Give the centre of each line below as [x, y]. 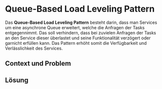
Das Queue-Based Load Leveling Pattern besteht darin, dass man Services [81, 22]
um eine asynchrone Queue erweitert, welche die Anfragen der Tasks [75, 27]
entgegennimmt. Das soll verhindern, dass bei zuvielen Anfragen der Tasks [81, 33]
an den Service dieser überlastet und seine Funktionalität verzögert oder [78, 38]
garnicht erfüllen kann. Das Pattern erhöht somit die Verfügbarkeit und [76, 43]
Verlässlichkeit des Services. [34, 48]
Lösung [17, 80]
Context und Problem [38, 63]
